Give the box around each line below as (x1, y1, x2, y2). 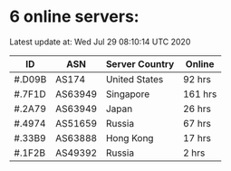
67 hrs (182, 117, 211, 129)
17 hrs (182, 131, 211, 144)
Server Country (105, 57, 175, 70)
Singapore (105, 88, 150, 100)
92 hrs (182, 72, 211, 85)
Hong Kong (105, 131, 154, 144)
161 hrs (182, 88, 217, 100)
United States (105, 72, 164, 85)
